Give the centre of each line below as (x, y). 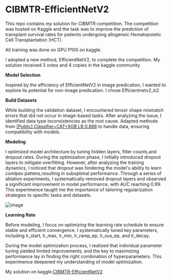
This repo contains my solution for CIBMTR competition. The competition (82, 24)
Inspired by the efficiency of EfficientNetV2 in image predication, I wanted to (86, 85)
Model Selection (23, 75)
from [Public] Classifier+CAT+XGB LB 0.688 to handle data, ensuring (77, 126)
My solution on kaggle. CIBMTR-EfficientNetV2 (54, 271)
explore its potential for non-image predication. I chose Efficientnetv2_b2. (83, 90)
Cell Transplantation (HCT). (34, 40)
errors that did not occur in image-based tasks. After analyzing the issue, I (83, 115)
